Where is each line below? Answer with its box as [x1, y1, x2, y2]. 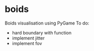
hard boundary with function [12, 29, 72, 35]
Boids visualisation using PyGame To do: [5, 20, 89, 26]
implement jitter [12, 35, 45, 41]
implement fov [12, 40, 42, 46]
